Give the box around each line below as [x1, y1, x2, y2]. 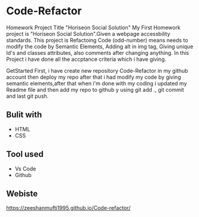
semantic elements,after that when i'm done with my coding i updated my [6, 79, 187, 87]
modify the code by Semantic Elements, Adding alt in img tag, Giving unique [6, 43, 194, 50]
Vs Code [14, 165, 36, 172]
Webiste [6, 188, 38, 199]
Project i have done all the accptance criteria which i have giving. [6, 55, 167, 63]
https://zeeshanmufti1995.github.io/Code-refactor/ [6, 204, 131, 212]
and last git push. [6, 92, 49, 100]
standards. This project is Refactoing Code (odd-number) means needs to [6, 36, 188, 44]
